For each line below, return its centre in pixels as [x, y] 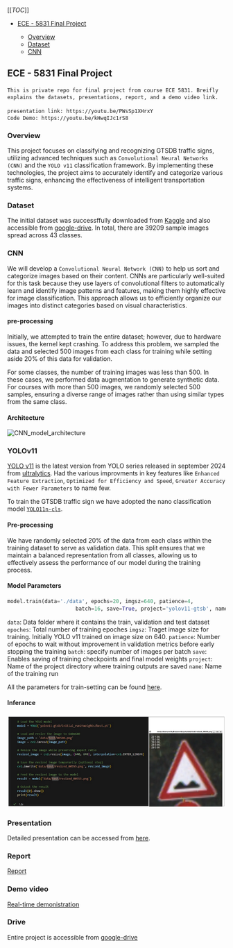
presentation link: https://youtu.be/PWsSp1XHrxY [80, 111]
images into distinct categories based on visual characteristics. [97, 305]
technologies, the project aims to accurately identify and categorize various [115, 173]
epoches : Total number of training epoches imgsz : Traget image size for [108, 629]
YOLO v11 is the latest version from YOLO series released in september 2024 [116, 466]
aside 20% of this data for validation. [60, 358]
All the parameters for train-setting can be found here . [85, 687]
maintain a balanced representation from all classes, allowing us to [102, 555]
